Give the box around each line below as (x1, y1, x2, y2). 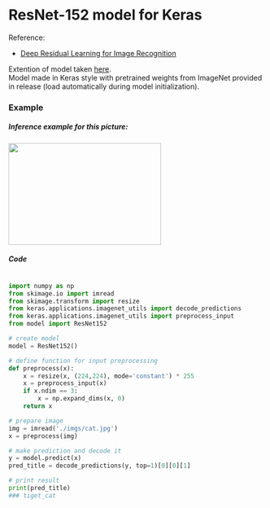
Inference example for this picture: (8, 122, 128, 132)
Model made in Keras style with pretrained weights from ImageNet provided (8, 72, 263, 82)
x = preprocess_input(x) (23, 379, 107, 388)
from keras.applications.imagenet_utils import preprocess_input (8, 312, 234, 321)
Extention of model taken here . (8, 63, 111, 74)
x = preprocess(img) (8, 431, 79, 440)
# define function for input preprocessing (8, 357, 159, 365)
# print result (8, 476, 60, 485)
